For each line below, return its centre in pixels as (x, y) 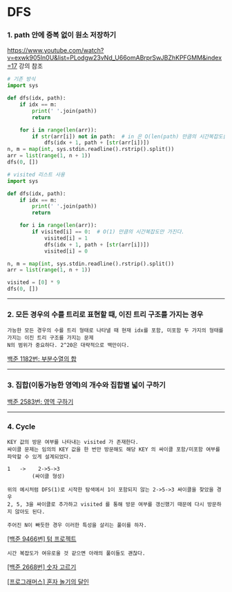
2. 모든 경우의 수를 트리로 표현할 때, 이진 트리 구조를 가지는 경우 (105, 314)
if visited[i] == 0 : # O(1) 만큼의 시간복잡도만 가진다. (108, 232)
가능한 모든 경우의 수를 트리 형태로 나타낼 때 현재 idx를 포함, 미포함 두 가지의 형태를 (115, 331)
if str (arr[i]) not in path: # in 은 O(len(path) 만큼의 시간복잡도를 (130, 136)
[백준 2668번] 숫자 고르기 (42, 567)
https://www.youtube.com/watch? (56, 51)
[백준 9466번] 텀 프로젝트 (42, 539)
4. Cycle (21, 427)
